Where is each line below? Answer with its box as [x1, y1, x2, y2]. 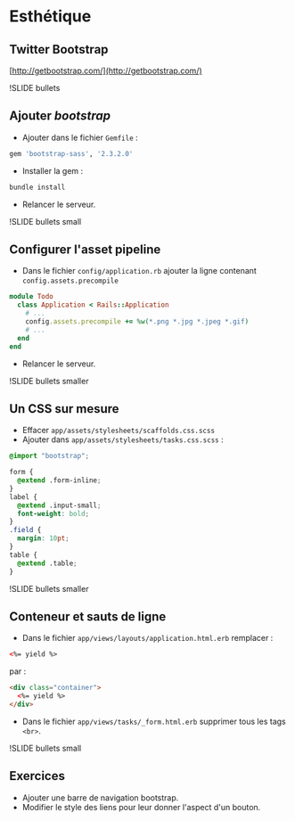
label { [9, 492, 38, 501]
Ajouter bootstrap [9, 109, 111, 124]
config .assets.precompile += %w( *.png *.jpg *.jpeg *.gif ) [25, 317, 250, 326]
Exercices [9, 768, 65, 784]
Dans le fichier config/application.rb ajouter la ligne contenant [21, 266, 257, 276]
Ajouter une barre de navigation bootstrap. [21, 792, 179, 803]
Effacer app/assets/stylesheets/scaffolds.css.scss [21, 425, 216, 436]
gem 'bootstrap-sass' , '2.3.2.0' [9, 149, 134, 158]
